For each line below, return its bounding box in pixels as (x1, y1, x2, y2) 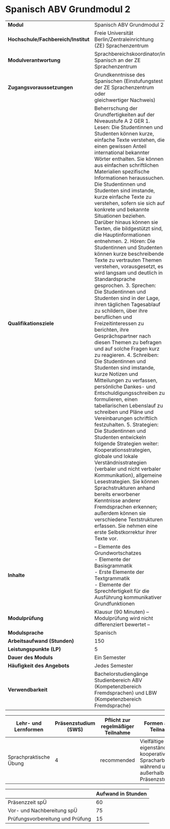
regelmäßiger (101, 723, 135, 730)
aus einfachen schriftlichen (94, 161, 159, 169)
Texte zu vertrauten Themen (94, 257, 162, 264)
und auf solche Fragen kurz (94, 345, 160, 352)
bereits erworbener (94, 490, 140, 498)
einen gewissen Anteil (94, 143, 147, 150)
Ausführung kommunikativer (94, 594, 162, 601)
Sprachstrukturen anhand (94, 484, 155, 491)
